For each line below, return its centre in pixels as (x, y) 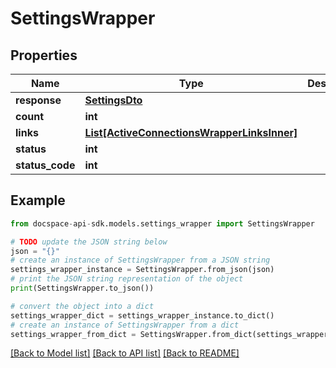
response (38, 100)
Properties (44, 55)
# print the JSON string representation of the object (127, 279)
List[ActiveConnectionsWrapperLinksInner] (191, 132)
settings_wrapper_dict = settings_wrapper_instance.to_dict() (142, 315)
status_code (45, 165)
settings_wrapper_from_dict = (73, 334)
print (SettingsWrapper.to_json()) (82, 288)
